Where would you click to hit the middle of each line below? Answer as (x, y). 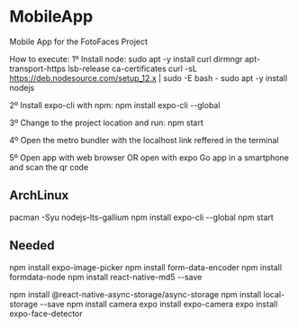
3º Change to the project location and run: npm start (107, 123)
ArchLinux (39, 196)
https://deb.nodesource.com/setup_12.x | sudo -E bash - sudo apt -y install (149, 77)
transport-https (37, 68)
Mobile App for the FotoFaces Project (79, 41)
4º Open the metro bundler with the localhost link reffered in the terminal (144, 140)
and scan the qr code (49, 167)
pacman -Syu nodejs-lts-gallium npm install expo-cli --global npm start (142, 217)
